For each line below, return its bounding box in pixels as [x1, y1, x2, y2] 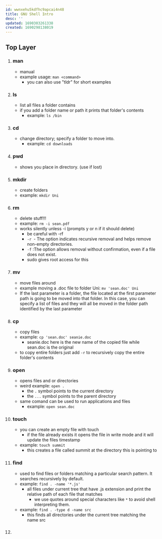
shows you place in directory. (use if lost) [19, 164, 102, 170]
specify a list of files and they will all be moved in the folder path [19, 301, 148, 306]
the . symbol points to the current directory [27, 388, 114, 394]
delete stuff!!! [19, 216, 46, 221]
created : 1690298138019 [5, 25, 54, 30]
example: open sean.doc [27, 404, 75, 409]
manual [19, 68, 35, 74]
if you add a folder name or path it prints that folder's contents [19, 107, 144, 113]
